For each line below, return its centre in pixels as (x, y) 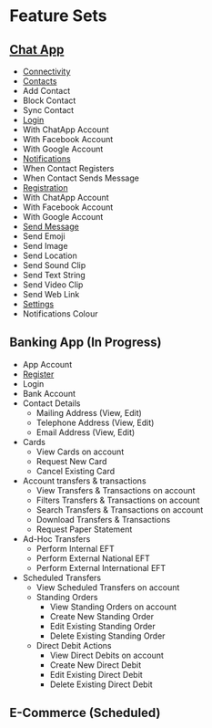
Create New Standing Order (102, 616)
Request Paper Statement (84, 529)
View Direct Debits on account (106, 655)
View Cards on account (80, 452)
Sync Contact (48, 110)
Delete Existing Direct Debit (101, 684)
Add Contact (46, 91)
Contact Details (51, 403)
